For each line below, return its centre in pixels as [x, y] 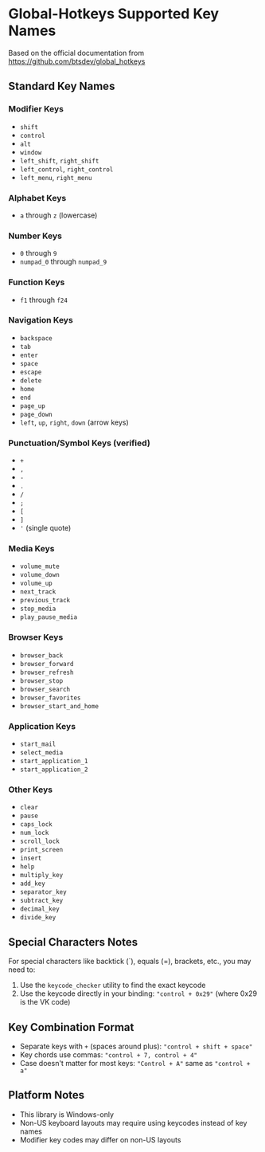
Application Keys [42, 726]
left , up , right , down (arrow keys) [74, 422]
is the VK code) [45, 1002]
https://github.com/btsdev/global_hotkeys [77, 61]
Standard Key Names [62, 86]
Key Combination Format [71, 1027]
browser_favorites [50, 698]
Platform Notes [47, 1095]
